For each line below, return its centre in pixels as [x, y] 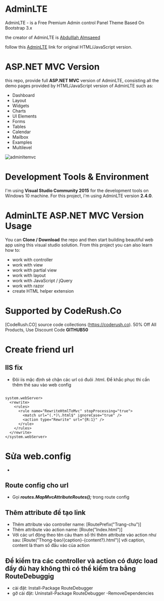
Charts [19, 111]
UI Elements [24, 116]
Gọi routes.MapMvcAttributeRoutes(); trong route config [71, 497]
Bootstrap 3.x [19, 28]
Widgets [21, 105]
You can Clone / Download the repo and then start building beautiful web [79, 240]
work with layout [29, 275]
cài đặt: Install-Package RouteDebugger [53, 588]
